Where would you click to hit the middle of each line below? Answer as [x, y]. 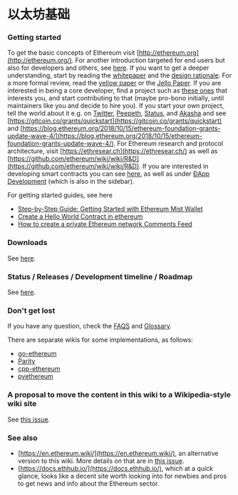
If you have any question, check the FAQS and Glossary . [90, 326]
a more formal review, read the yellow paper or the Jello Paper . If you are [114, 83]
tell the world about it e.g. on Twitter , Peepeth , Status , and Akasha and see [117, 113]
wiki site [22, 404]
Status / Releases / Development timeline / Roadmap [100, 276]
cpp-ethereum [39, 369]
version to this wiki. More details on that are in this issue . [101, 461]
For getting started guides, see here [60, 195]
